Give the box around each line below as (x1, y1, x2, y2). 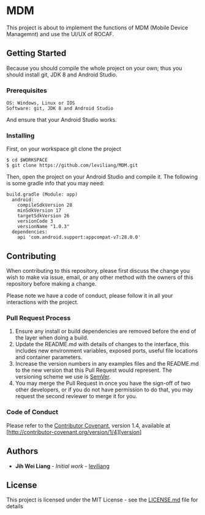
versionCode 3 (17, 218, 53, 224)
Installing (6, 131, 35, 139)
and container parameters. (15, 354, 83, 361)
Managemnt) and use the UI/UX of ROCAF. (6, 30, 114, 37)
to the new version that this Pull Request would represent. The (15, 366, 173, 374)
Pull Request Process (6, 314, 71, 322)
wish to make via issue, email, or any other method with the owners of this (6, 273, 194, 281)
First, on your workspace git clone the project (6, 145, 121, 153)
